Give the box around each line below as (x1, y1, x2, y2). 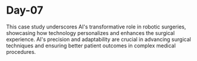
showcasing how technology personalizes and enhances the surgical (6, 29, 175, 36)
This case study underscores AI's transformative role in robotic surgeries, (6, 23, 186, 30)
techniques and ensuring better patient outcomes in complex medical (6, 42, 176, 49)
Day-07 (6, 4, 43, 17)
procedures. (6, 48, 36, 55)
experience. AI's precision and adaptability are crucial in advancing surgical (6, 36, 191, 43)
